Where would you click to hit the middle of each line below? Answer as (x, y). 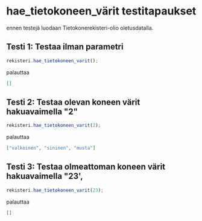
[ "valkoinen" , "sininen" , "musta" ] (51, 148)
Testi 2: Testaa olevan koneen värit (73, 102)
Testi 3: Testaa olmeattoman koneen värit (86, 167)
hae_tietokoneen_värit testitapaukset (101, 11)
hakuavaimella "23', (45, 176)
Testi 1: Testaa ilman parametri (65, 47)
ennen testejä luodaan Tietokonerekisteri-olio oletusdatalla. (80, 28)
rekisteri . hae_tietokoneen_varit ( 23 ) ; (55, 190)
